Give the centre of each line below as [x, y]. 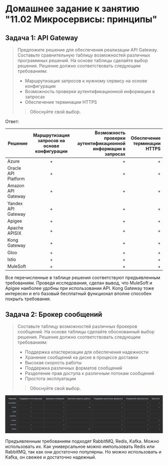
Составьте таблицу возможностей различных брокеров [77, 326]
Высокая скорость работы [53, 363]
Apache [15, 228]
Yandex [15, 203]
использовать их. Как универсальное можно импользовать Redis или [80, 446]
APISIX [14, 233]
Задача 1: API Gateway [42, 38]
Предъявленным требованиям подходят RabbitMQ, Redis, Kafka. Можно [82, 441]
